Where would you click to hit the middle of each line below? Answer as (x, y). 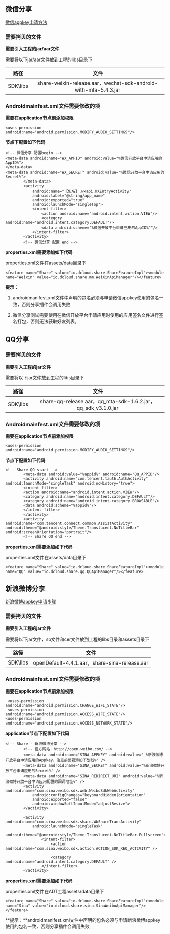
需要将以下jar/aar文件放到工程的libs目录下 (49, 59)
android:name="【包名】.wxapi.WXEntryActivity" (82, 191)
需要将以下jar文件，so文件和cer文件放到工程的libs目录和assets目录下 (77, 639)
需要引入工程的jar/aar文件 (32, 49)
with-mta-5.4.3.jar (98, 90)
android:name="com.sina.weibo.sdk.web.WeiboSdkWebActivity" (70, 790)
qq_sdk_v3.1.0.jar (98, 408)
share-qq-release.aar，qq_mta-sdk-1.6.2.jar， (98, 402)
